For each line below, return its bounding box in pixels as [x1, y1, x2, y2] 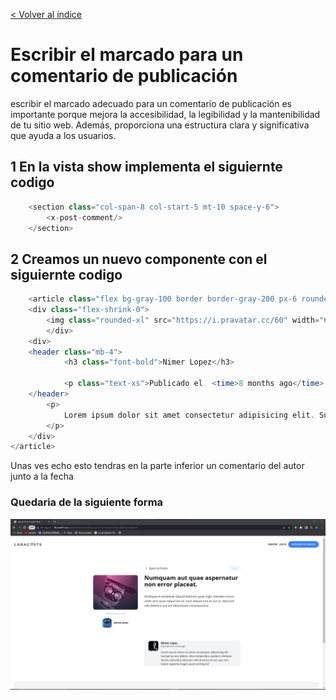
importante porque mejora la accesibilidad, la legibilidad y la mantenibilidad [10, 108, 321, 120]
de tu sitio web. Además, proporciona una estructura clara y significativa [10, 119, 310, 131]
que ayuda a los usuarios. [10, 129, 117, 141]
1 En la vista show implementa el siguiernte [10, 159, 283, 176]
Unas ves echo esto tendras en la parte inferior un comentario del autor [10, 460, 305, 472]
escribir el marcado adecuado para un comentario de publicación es [10, 97, 292, 109]
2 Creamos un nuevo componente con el [10, 250, 268, 268]
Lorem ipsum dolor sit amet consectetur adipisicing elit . [63, 410, 315, 420]
